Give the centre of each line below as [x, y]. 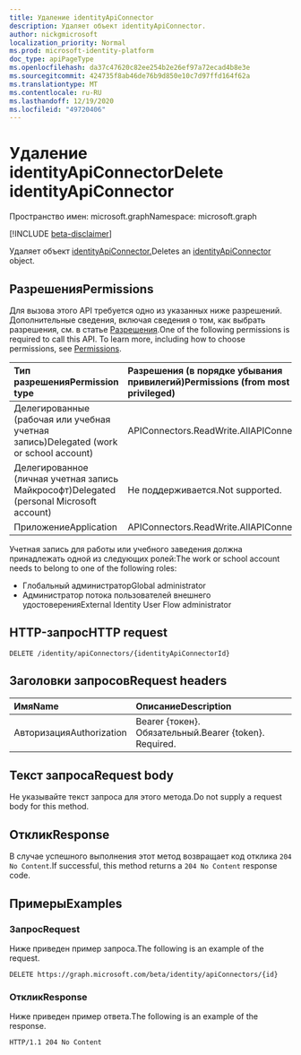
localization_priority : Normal [68, 43]
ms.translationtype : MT [54, 84]
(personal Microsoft [55, 501]
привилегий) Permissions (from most [209, 382]
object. [22, 261]
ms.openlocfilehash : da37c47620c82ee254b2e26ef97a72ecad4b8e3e [130, 68]
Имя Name [37, 706]
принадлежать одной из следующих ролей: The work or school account [145, 558]
